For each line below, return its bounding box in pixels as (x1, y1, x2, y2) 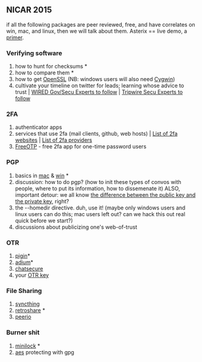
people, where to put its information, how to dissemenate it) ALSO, (14, 185, 180, 192)
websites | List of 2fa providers (14, 136, 92, 144)
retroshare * (14, 307, 45, 314)
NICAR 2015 (6, 5, 52, 15)
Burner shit (6, 328, 40, 337)
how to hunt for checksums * (14, 63, 87, 70)
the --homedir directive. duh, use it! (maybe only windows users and (14, 204, 186, 211)
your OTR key (14, 272, 49, 278)
